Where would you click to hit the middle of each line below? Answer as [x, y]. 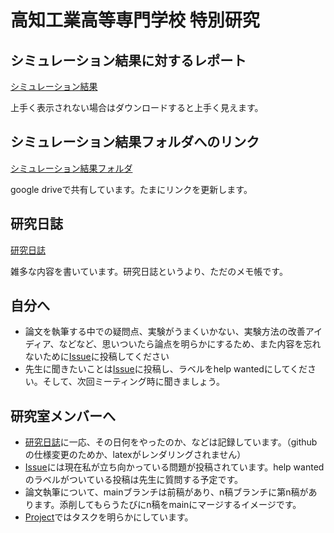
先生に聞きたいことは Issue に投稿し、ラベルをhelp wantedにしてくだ [166, 369]
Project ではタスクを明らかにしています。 [109, 517]
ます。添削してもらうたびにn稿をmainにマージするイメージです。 [167, 505]
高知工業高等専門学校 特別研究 [135, 20]
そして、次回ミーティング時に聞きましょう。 [133, 382]
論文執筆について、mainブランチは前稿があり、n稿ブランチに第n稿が [166, 492]
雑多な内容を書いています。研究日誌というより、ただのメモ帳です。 [149, 271]
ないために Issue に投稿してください [97, 357]
